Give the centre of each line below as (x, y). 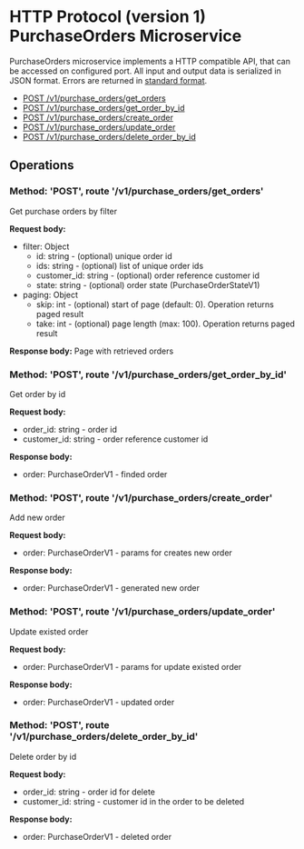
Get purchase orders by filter (64, 211)
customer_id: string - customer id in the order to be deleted (133, 801)
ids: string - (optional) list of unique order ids (120, 265)
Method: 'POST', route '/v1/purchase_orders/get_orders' (137, 191)
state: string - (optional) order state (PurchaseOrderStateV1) (148, 285)
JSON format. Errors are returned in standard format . (108, 80)
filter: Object (46, 246)
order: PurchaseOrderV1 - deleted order (97, 836)
